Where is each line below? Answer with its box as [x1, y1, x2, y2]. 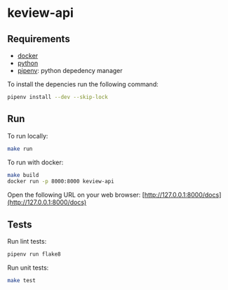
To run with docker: [7, 158, 64, 166]
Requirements [7, 33, 70, 45]
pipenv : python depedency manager [17, 67, 123, 74]
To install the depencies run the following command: [7, 80, 159, 88]
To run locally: [7, 131, 48, 140]
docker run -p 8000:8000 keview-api [7, 178, 114, 185]
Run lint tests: [7, 237, 47, 246]
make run [7, 145, 33, 152]
